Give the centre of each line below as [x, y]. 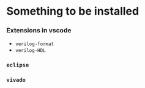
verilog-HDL [30, 51]
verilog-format [35, 44]
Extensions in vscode [39, 31]
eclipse [18, 65]
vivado [16, 80]
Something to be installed [73, 11]
